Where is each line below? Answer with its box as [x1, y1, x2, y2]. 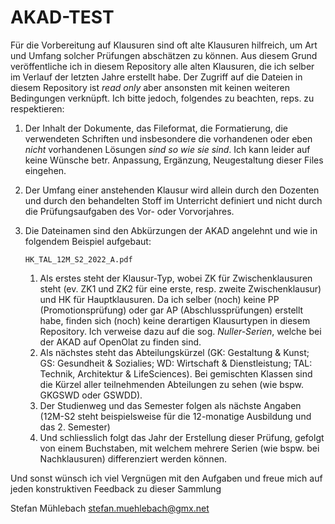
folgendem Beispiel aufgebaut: [24, 235, 152, 247]
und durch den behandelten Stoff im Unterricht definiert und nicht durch [24, 194, 323, 206]
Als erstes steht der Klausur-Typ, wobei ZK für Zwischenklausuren [39, 272, 313, 284]
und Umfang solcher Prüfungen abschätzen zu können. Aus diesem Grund [10, 49, 318, 61]
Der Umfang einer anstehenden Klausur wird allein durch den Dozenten [24, 184, 320, 196]
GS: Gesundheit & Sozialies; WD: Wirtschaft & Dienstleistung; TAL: [39, 357, 313, 369]
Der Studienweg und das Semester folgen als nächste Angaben [39, 399, 302, 411]
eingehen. [24, 164, 67, 176]
